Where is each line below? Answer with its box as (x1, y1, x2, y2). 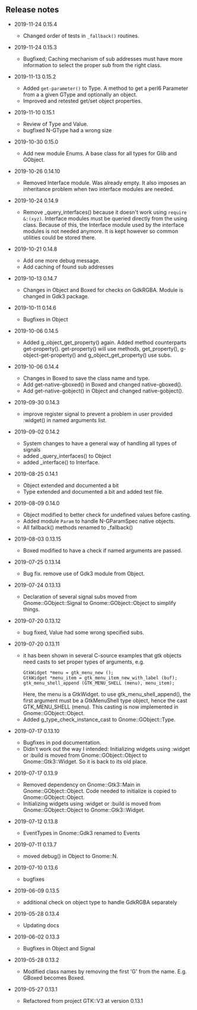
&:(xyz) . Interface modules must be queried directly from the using (23, 214, 188, 222)
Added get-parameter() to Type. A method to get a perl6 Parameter (23, 85, 189, 92)
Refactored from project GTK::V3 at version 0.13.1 (23, 997, 144, 1004)
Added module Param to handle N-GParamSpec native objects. (23, 518, 176, 525)
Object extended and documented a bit (23, 482, 119, 489)
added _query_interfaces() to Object (23, 452, 112, 459)
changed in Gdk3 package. (23, 292, 90, 300)
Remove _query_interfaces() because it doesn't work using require (23, 208, 188, 216)
